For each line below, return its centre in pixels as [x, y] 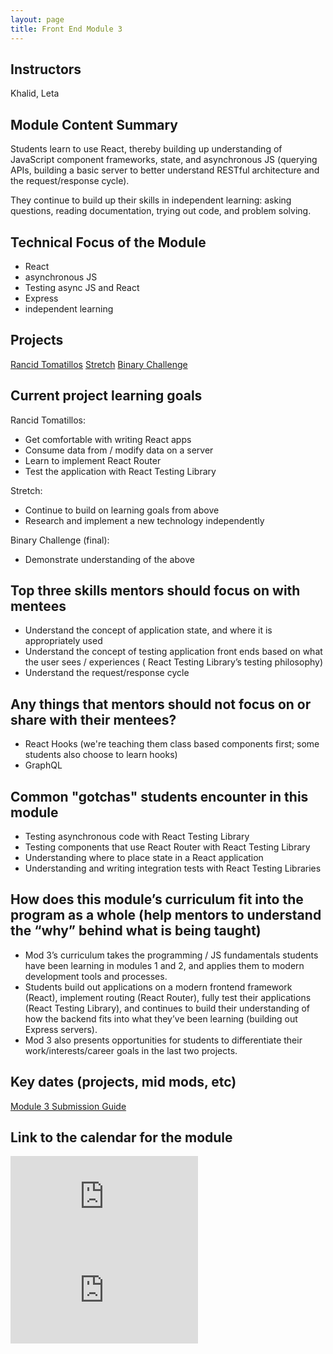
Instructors [46, 69]
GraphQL [43, 765]
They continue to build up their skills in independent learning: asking [151, 200]
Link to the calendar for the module [121, 1137]
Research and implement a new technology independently [144, 520]
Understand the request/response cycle [107, 673]
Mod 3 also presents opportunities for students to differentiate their [163, 1040]
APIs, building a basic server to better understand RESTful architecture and [165, 170]
